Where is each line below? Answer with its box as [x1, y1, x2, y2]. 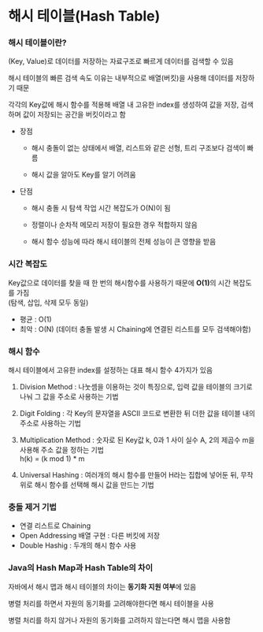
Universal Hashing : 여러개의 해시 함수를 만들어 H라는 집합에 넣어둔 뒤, [19, 470, 239, 480]
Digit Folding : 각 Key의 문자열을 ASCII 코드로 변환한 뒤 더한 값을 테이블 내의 [19, 409, 256, 418]
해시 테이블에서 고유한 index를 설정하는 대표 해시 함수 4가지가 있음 [8, 366, 213, 375]
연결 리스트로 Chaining [19, 521, 91, 530]
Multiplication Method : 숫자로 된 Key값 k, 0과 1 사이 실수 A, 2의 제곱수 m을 [19, 435, 255, 445]
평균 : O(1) [19, 314, 53, 324]
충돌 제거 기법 [8, 502, 57, 512]
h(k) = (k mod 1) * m [19, 454, 85, 463]
